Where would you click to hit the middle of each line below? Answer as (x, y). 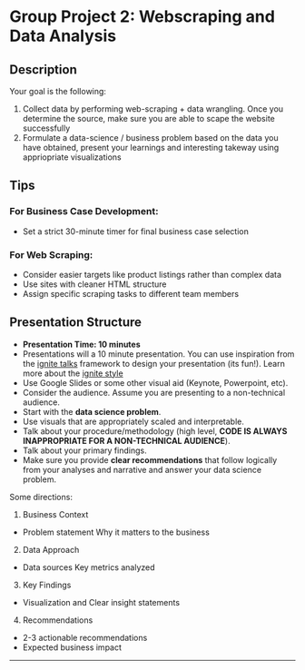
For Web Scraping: (51, 254)
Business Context (55, 514)
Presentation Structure (76, 323)
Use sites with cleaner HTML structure (94, 284)
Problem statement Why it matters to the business (116, 532)
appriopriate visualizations (72, 157)
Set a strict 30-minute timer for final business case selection (136, 231)
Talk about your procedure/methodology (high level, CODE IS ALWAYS (155, 431)
